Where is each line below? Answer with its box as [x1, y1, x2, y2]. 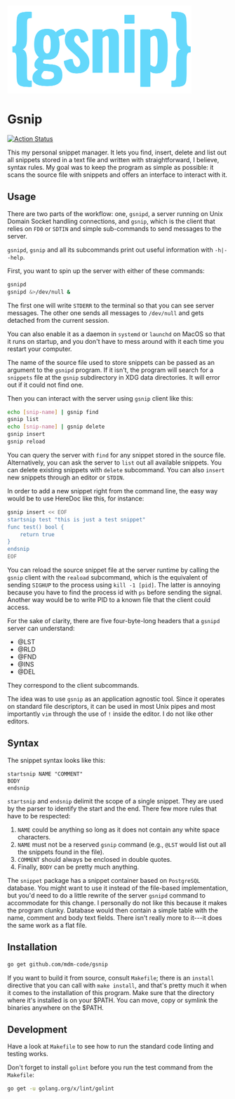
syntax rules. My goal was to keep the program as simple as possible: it [7, 163, 214, 171]
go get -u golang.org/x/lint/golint [7, 1085, 114, 1093]
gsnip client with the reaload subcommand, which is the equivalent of [7, 573, 208, 581]
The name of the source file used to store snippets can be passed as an [7, 358, 215, 366]
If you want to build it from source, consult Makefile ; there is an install [7, 973, 215, 982]
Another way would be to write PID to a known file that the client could [7, 596, 211, 604]
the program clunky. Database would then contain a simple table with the [7, 906, 219, 914]
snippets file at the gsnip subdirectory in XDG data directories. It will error [7, 373, 221, 381]
